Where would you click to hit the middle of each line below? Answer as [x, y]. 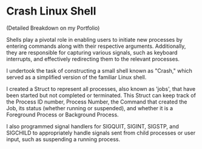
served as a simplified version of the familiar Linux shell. [76, 77]
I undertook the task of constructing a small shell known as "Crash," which [99, 70]
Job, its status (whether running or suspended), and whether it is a [89, 108]
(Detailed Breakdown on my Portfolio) [53, 28]
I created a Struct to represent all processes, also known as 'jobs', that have [101, 88]
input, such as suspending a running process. [63, 139]
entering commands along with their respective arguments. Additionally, [96, 46]
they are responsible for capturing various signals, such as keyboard [92, 52]
